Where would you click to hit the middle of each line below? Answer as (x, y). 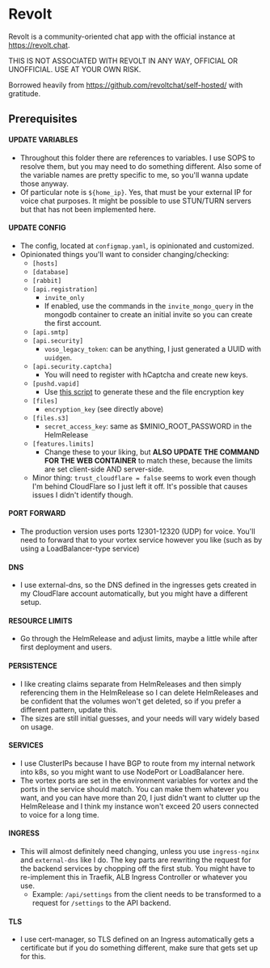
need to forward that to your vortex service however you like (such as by (141, 539)
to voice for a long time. (59, 814)
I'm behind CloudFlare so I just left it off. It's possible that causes (140, 486)
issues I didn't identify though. (82, 495)
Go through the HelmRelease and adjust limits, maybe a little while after (139, 639)
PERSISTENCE (33, 666)
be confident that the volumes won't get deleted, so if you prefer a (131, 701)
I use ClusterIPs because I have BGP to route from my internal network (137, 763)
